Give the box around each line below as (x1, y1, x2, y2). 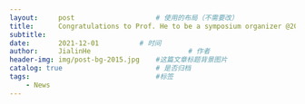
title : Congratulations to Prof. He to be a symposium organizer (9, 22, 282, 31)
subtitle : (9, 30, 47, 39)
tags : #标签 (9, 72, 174, 81)
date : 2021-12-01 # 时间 (9, 38, 162, 48)
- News (25, 80, 51, 90)
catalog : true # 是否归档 (9, 64, 192, 73)
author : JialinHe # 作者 (9, 47, 211, 56)
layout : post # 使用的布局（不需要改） (9, 13, 239, 23)
